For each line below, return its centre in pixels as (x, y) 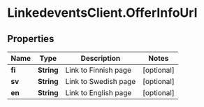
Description (101, 58)
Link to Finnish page (98, 70)
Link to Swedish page (101, 81)
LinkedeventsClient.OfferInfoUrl (102, 13)
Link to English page (99, 93)
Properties (31, 39)
